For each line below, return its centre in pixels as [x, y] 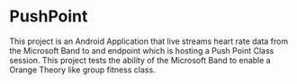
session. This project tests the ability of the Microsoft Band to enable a [140, 60]
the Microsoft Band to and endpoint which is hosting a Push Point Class [142, 50]
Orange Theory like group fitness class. [82, 70]
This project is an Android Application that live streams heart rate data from [149, 41]
